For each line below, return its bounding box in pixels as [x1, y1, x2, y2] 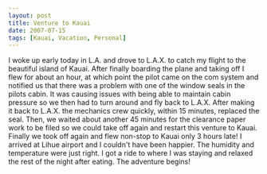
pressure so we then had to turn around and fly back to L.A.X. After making [8, 98, 255, 107]
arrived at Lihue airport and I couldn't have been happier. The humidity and [8, 140, 255, 149]
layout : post [8, 11, 52, 20]
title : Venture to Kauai [8, 19, 91, 27]
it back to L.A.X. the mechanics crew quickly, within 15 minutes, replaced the [8, 106, 260, 116]
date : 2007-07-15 [8, 26, 66, 34]
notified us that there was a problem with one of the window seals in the [8, 81, 245, 91]
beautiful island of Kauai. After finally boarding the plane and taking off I [8, 64, 245, 74]
